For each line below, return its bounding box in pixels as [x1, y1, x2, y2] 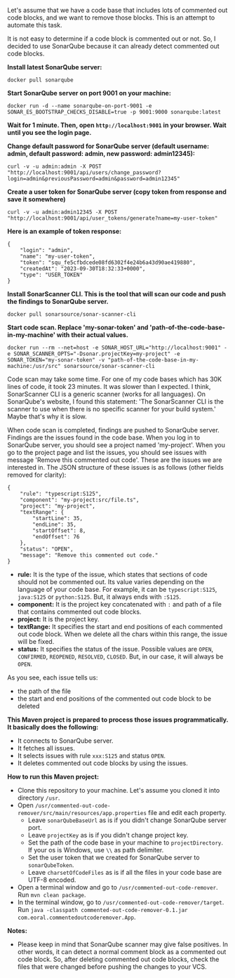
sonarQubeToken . [27, 861, 74, 869]
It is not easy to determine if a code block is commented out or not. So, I [7, 34, 216, 43]
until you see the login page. [7, 128, 92, 136]
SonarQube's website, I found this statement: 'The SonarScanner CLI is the [7, 397, 224, 406]
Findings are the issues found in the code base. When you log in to [7, 433, 201, 442]
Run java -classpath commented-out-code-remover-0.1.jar [17, 906, 188, 913]
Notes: [7, 927, 28, 934]
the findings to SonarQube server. [7, 298, 109, 305]
